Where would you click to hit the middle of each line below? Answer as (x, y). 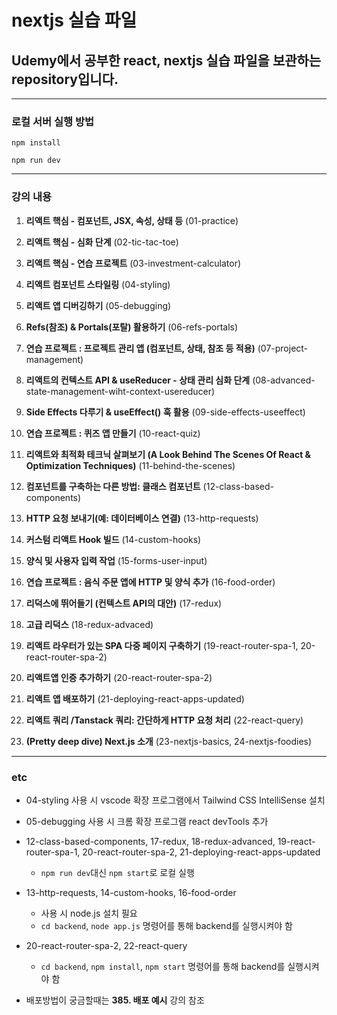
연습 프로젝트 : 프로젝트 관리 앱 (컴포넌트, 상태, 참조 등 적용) (140, 348)
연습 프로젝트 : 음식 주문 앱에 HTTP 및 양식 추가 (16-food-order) (150, 582)
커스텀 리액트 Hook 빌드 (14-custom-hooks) (113, 539)
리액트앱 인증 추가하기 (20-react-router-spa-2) (119, 677)
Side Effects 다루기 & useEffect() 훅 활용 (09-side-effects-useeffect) (165, 412)
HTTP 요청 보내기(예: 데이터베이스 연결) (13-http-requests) (142, 518)
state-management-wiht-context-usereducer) (120, 391)
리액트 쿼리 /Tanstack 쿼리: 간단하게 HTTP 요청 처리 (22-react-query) (164, 720)
